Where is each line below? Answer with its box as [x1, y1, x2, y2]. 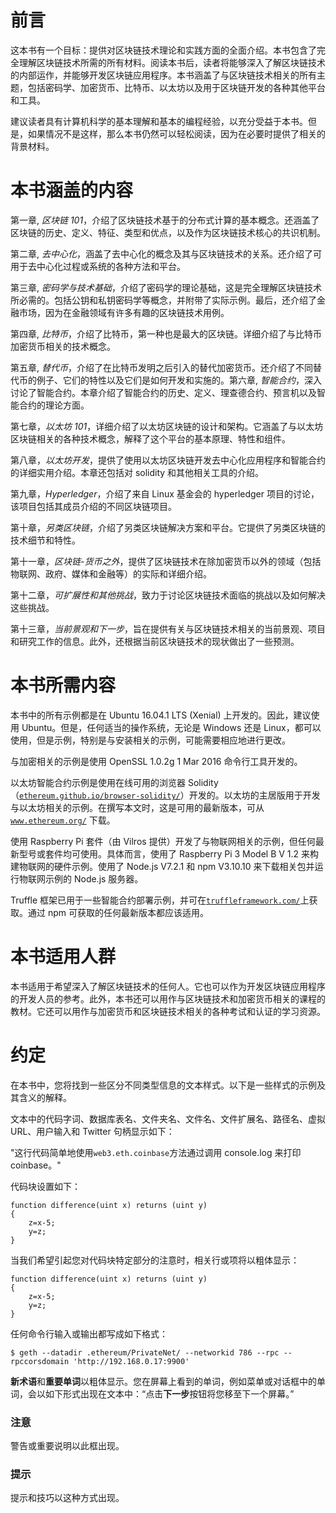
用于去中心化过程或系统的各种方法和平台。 [10, 260, 186, 272]
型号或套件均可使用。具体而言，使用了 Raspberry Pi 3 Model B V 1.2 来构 [18, 847, 320, 860]
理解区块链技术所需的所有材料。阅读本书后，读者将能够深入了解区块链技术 [18, 56, 326, 68]
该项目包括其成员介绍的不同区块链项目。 [10, 500, 177, 512]
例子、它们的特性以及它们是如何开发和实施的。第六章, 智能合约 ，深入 [36, 374, 322, 386]
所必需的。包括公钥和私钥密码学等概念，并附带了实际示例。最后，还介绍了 [10, 294, 317, 306]
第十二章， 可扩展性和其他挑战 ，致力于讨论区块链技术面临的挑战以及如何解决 [10, 589, 326, 601]
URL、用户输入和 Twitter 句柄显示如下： [10, 1125, 175, 1137]
